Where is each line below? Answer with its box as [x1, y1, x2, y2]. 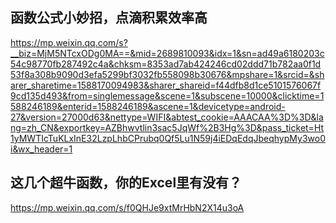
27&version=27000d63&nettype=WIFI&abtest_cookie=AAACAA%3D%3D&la [10, 111, 324, 123]
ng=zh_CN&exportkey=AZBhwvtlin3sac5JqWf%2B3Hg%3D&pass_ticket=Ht [10, 121, 325, 133]
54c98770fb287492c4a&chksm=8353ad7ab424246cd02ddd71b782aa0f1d [10, 58, 322, 70]
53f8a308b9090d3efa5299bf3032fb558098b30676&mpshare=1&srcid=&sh [10, 68, 325, 80]
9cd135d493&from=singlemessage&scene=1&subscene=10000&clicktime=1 [10, 89, 325, 102]
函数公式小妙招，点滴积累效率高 [10, 9, 208, 27]
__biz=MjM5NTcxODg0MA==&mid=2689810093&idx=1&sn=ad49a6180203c [10, 47, 325, 59]
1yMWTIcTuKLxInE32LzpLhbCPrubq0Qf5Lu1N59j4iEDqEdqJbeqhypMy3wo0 [10, 132, 326, 144]
